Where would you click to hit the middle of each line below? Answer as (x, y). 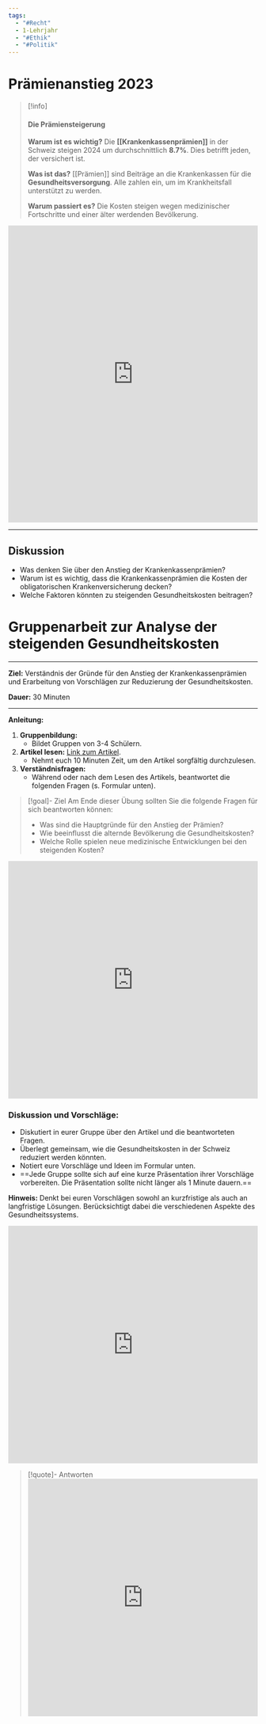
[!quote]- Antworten (60, 1475)
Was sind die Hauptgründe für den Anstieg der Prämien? (131, 825)
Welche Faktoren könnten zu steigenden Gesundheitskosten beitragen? (136, 596)
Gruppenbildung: (48, 735)
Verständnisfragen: (53, 769)
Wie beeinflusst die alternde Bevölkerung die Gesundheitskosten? (147, 833)
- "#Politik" (37, 45)
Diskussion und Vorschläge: (63, 1115)
